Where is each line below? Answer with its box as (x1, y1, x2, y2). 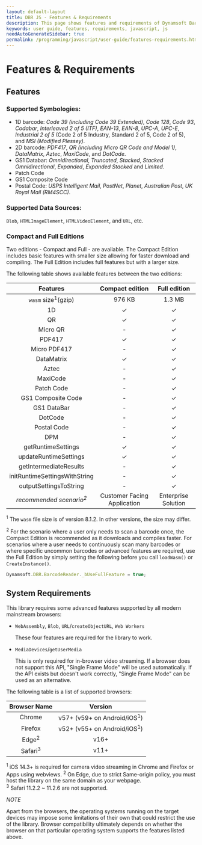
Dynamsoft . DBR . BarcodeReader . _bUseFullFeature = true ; (6, 572, 147, 578)
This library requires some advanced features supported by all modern (6, 604, 182, 611)
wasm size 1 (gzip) (28, 295, 75, 304)
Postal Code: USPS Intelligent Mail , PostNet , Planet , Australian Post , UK (14, 182, 193, 189)
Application (108, 499, 141, 507)
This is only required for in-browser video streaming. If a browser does (14, 657, 191, 665)
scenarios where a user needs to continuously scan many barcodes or (6, 541, 181, 548)
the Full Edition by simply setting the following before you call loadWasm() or (6, 554, 194, 561)
